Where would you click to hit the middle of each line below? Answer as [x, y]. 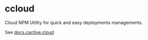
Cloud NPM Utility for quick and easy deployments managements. [74, 22]
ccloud [20, 9]
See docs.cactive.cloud [29, 32]
